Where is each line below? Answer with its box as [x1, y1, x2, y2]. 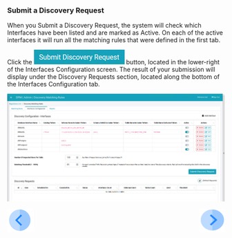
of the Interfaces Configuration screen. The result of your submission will [7, 65, 215, 74]
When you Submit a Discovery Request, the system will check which [7, 21, 202, 30]
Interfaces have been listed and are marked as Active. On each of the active [7, 28, 223, 37]
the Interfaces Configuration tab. [7, 80, 100, 89]
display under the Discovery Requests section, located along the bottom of [7, 73, 220, 81]
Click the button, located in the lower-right [7, 58, 220, 66]
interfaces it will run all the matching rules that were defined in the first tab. [7, 36, 221, 44]
